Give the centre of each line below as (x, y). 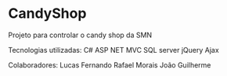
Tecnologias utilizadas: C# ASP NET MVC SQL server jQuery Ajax (113, 50)
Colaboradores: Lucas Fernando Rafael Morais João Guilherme (110, 65)
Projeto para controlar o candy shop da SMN (80, 35)
